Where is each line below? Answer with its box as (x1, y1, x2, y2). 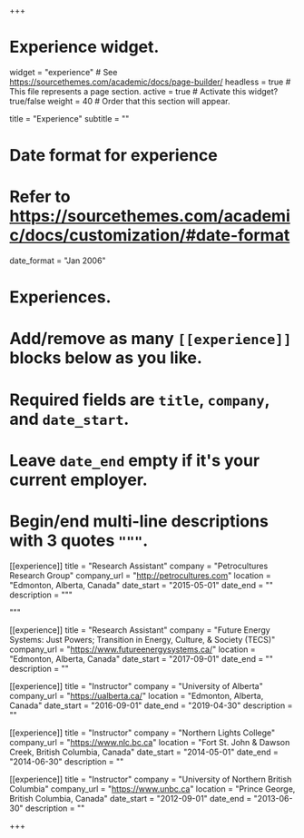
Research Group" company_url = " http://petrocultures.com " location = (9, 569, 271, 581)
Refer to (9, 187, 71, 207)
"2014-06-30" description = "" (9, 755, 124, 767)
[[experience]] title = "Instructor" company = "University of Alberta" (9, 680, 263, 691)
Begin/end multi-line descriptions (9, 511, 270, 531)
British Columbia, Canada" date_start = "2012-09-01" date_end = (9, 793, 252, 803)
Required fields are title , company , (9, 389, 270, 409)
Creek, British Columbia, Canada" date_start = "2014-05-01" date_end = (9, 746, 279, 757)
